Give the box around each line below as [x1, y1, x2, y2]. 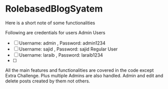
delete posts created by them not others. [5, 78, 90, 84]
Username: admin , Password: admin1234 [19, 40, 106, 46]
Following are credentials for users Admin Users [5, 29, 105, 35]
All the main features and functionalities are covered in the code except [5, 67, 154, 73]
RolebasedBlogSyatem [5, 3, 103, 15]
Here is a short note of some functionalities [5, 20, 95, 26]
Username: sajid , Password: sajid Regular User [19, 46, 118, 52]
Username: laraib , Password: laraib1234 [19, 52, 103, 58]
